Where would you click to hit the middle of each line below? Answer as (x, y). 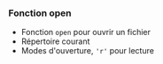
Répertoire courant (55, 41)
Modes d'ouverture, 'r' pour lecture (87, 51)
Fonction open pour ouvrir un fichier (86, 32)
